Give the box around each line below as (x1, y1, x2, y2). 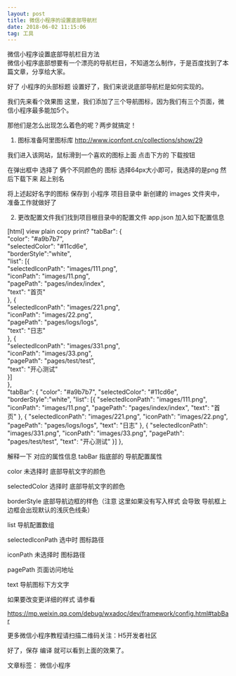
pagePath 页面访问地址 (7, 566, 74, 574)
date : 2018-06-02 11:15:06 (7, 23, 86, 30)
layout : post (7, 10, 46, 18)
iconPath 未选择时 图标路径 (7, 550, 86, 559)
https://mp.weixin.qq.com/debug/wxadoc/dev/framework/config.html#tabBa (7, 609, 229, 618)
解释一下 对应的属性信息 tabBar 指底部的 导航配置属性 (7, 452, 163, 460)
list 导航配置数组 (7, 521, 55, 529)
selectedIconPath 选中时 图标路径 (7, 536, 105, 544)
